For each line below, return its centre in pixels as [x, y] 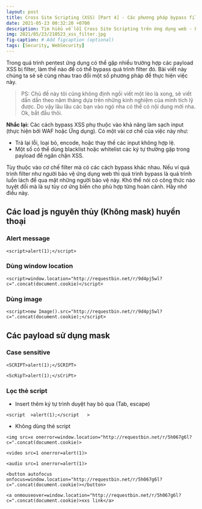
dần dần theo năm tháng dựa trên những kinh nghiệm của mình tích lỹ [107, 100]
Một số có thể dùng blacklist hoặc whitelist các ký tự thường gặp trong [102, 149]
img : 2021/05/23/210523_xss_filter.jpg [56, 34]
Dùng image [24, 299]
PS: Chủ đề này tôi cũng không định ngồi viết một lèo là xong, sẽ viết [106, 94]
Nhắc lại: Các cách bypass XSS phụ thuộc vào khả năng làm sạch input [95, 124]
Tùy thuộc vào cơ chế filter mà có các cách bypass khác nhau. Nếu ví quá [98, 167]
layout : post [23, 12]
